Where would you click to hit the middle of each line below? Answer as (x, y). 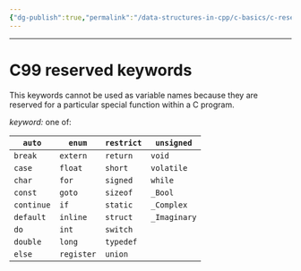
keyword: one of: (40, 122)
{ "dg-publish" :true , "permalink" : (72, 17)
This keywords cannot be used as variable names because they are (133, 95)
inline (73, 217)
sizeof (119, 192)
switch (119, 229)
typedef (121, 241)
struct (119, 217)
